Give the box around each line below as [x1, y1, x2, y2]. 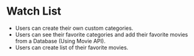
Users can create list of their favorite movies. [15, 44, 129, 51]
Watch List [6, 4, 62, 18]
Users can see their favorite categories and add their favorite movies [15, 30, 189, 38]
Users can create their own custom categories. [15, 24, 134, 32]
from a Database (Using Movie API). [15, 37, 106, 44]
